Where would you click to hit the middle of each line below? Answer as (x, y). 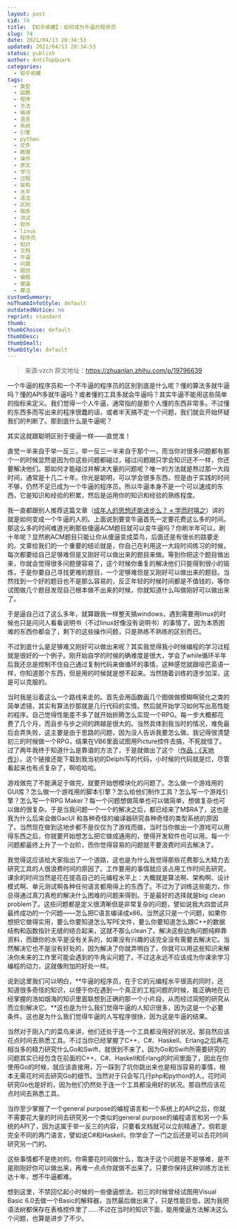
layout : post (26, 14)
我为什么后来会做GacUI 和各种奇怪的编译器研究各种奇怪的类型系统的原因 (113, 818)
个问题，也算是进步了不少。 (48, 1218)
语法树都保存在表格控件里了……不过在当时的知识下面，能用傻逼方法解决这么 (118, 1210)
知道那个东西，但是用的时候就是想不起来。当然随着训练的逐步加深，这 (128, 673)
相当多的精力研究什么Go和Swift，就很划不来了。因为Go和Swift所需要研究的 (117, 1049)
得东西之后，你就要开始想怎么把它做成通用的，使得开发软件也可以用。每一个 (119, 836)
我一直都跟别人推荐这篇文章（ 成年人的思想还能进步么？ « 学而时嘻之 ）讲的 (116, 510)
